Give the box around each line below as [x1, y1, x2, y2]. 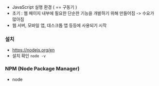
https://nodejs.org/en [12, 47, 55, 53]
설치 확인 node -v [12, 53, 46, 59]
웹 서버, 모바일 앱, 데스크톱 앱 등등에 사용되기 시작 [12, 22, 107, 28]
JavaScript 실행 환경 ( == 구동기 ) [12, 4, 77, 10]
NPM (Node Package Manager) [5, 65, 80, 72]
